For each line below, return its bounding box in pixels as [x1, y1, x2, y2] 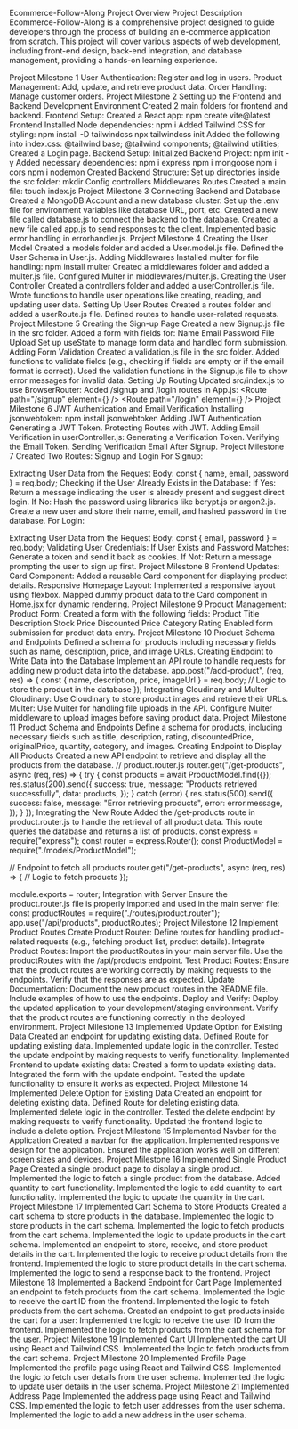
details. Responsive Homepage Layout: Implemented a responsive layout [9, 580, 276, 591]
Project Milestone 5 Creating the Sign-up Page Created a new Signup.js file [9, 318, 285, 329]
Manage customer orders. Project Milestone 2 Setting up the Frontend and [9, 91, 282, 102]
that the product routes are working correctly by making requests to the [9, 965, 272, 975]
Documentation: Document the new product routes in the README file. [9, 984, 269, 994]
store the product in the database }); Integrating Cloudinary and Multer [9, 684, 269, 694]
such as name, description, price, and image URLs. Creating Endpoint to [9, 646, 274, 657]
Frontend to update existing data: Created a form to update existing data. [9, 1059, 277, 1070]
